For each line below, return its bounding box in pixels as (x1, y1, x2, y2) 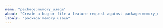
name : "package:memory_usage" (5, 7, 66, 12)
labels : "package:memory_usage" (5, 16, 70, 20)
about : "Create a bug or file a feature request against (5, 11, 123, 16)
